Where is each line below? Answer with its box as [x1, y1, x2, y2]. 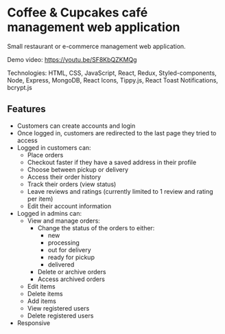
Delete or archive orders [37, 267, 106, 276]
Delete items [27, 289, 63, 298]
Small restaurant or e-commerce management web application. [7, 42, 187, 50]
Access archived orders [37, 275, 105, 283]
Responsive [16, 318, 50, 327]
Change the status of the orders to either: [37, 223, 155, 232]
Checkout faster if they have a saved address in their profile [27, 158, 197, 166]
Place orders [27, 151, 64, 159]
